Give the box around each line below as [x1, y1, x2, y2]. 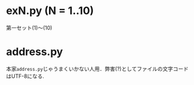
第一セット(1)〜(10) [6, 24, 52, 31]
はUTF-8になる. [6, 72, 44, 80]
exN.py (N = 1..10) [6, 4, 94, 18]
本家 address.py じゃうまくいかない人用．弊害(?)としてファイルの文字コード [6, 65, 189, 72]
